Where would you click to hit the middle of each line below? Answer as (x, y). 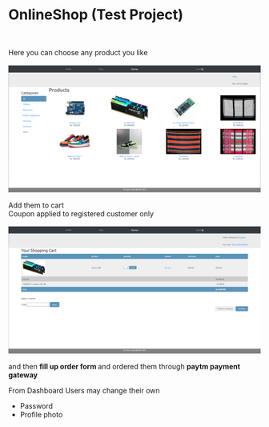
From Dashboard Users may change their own (84, 391)
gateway (23, 375)
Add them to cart (36, 205)
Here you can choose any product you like (78, 52)
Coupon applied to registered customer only (81, 213)
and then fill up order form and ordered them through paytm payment (124, 367)
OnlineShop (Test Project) (96, 15)
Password (36, 406)
